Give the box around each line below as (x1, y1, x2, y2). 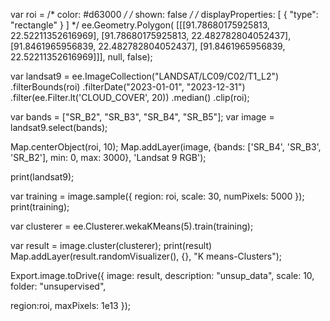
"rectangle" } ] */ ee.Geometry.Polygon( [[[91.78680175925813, (10, 19, 271, 31)
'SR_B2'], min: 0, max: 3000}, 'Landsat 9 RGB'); (10, 152, 207, 163)
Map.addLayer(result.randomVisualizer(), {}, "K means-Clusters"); (10, 250, 283, 262)
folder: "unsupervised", (10, 280, 107, 292)
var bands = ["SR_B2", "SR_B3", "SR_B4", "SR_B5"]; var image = (10, 111, 275, 123)
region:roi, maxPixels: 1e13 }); (10, 300, 131, 311)
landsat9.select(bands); (10, 122, 108, 133)
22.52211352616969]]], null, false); (10, 51, 153, 63)
